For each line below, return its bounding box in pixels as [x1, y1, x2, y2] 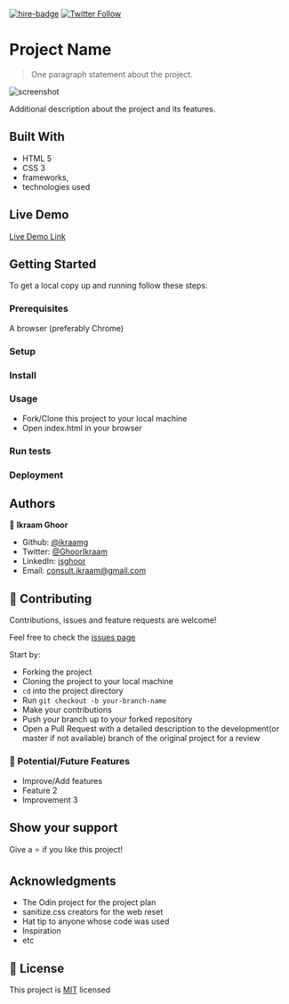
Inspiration [21, 926, 61, 936]
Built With [9, 129, 65, 144]
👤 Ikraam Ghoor [9, 519, 68, 530]
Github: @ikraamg [21, 537, 89, 548]
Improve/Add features [21, 775, 103, 786]
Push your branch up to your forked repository [21, 714, 193, 725]
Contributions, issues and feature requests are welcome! [9, 615, 217, 625]
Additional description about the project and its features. [9, 103, 216, 114]
